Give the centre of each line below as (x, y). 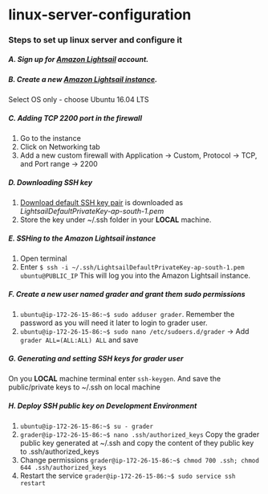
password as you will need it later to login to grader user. (114, 323)
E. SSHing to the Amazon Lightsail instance (82, 238)
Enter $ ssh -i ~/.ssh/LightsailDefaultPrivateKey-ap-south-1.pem (132, 267)
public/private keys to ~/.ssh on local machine (84, 387)
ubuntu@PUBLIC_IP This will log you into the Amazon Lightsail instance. (135, 276)
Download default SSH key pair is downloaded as (102, 203)
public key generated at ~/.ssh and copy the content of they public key (137, 443)
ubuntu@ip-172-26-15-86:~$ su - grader (87, 427)
